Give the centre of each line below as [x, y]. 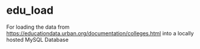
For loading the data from [38, 27]
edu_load [30, 10]
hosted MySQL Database [37, 39]
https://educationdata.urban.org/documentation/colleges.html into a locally [100, 33]
